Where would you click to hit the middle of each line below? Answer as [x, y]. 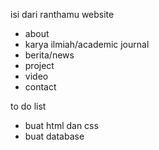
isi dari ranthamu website [62, 14]
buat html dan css [61, 125]
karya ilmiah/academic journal [87, 44]
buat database [54, 136]
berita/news [49, 55]
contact [40, 87]
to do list [28, 106]
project [39, 65]
